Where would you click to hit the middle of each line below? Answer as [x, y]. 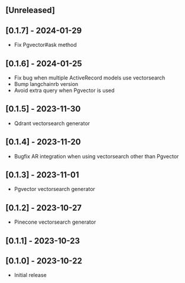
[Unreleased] [30, 10]
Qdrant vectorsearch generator [52, 123]
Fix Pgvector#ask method [46, 45]
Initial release [30, 275]
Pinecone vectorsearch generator [55, 222]
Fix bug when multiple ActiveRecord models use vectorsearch [90, 78]
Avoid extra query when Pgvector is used [64, 90]
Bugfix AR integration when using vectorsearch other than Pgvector [96, 156]
